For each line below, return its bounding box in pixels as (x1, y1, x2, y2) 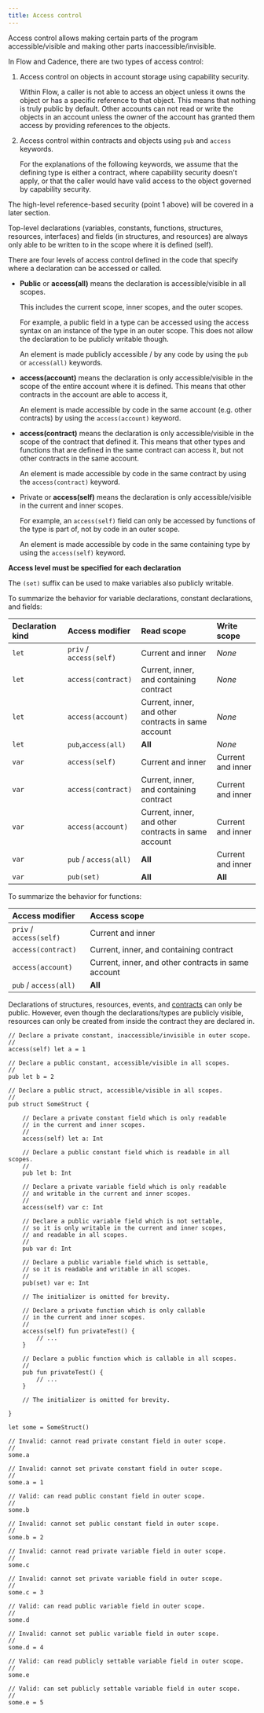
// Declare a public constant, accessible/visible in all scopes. (8, 1058, 230, 1067)
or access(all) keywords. (19, 358, 103, 367)
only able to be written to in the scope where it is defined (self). (8, 240, 214, 249)
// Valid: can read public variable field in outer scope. (8, 1602, 206, 1610)
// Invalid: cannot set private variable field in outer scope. (8, 1575, 223, 1583)
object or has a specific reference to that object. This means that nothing (19, 95, 256, 105)
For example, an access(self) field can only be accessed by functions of (19, 515, 256, 525)
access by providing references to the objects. (19, 120, 170, 130)
